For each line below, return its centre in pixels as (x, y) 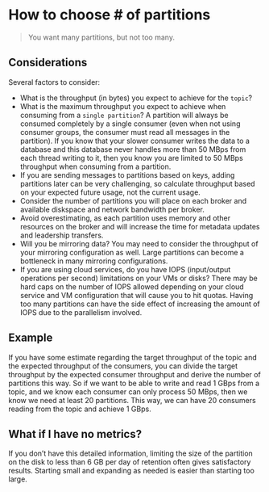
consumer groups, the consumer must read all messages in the (125, 132)
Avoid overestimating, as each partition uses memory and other (125, 218)
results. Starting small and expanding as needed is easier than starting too (132, 471)
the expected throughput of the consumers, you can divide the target (123, 366)
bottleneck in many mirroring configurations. (94, 261)
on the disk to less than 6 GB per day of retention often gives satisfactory (130, 462)
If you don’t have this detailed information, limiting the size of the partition (131, 453)
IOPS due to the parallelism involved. (81, 312)
